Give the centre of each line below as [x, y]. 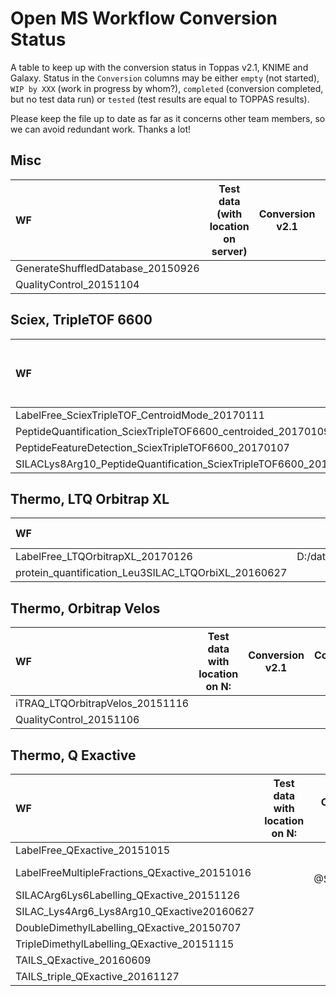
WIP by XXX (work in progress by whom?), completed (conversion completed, [167, 88]
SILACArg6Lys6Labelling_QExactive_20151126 [128, 895]
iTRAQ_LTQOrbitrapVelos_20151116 [102, 704]
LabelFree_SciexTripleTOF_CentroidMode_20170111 [140, 415]
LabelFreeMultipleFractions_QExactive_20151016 [133, 872]
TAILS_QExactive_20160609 [83, 960]
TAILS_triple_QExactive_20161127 [97, 976]
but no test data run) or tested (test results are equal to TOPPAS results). [160, 99]
